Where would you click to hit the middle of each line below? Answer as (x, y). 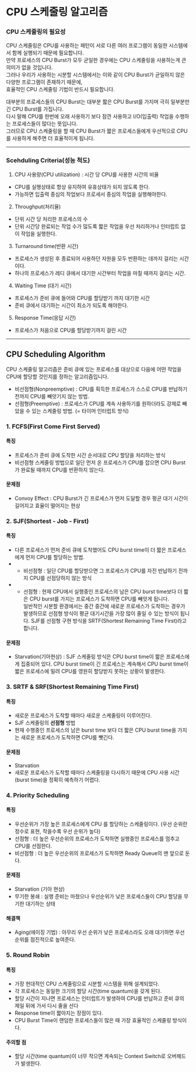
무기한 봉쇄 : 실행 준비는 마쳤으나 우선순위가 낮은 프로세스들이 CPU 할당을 (98, 896)
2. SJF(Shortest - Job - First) (48, 521)
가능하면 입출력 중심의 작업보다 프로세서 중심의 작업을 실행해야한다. (91, 194)
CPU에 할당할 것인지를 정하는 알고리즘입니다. (57, 376)
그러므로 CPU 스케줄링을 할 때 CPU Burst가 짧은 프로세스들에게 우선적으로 (91, 131)
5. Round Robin (28, 955)
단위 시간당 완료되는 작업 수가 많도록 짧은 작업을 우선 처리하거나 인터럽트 (97, 226)
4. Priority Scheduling (38, 795)
